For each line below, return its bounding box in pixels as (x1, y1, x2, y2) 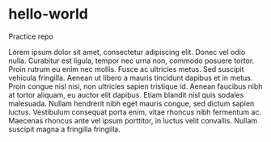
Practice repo (8, 31, 54, 41)
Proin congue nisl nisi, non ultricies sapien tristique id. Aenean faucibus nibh (8, 81, 263, 91)
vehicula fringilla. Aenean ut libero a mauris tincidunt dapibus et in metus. (8, 73, 253, 82)
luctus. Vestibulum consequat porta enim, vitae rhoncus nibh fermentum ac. (8, 106, 261, 117)
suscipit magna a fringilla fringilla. (8, 124, 121, 134)
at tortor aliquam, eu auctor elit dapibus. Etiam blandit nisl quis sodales (8, 90, 244, 99)
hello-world (8, 5, 89, 23)
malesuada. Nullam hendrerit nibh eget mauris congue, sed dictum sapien (8, 98, 255, 108)
